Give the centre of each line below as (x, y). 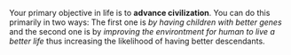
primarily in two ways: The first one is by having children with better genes (145, 22)
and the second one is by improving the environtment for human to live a (142, 31)
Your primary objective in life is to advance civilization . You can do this (140, 13)
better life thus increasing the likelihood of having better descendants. (137, 41)
